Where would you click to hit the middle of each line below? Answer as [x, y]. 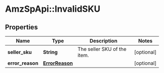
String [50, 52]
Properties [21, 27]
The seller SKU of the [102, 49]
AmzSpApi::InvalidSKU [53, 9]
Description [103, 41]
